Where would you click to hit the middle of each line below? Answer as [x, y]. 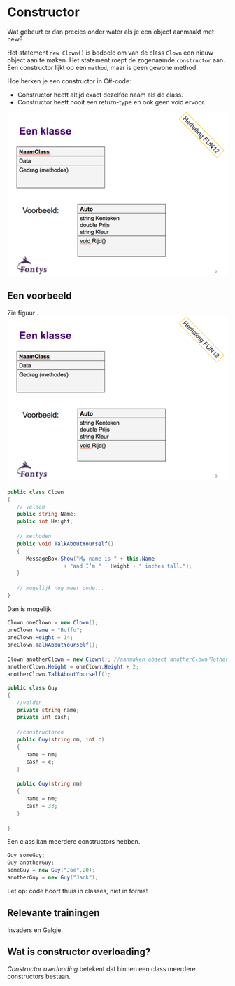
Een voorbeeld [40, 296]
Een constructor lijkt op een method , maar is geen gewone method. [102, 67]
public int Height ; [45, 522]
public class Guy [33, 687]
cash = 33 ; [42, 806]
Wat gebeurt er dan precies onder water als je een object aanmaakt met [111, 32]
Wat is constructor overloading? [79, 952]
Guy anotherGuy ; [31, 863]
